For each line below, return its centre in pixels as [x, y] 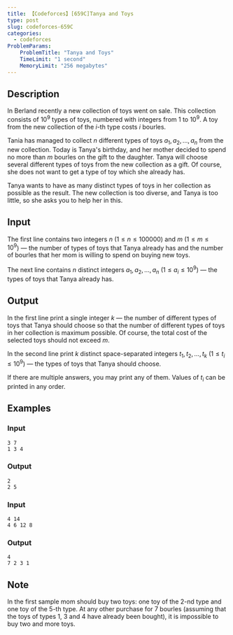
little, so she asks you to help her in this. [65, 200]
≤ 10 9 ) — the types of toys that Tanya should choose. [84, 363]
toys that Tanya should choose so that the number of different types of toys [116, 325]
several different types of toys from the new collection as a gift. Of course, [114, 164]
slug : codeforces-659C [40, 27]
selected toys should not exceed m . [58, 340]
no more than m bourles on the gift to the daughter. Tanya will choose [107, 157]
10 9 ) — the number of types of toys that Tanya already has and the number [115, 247]
